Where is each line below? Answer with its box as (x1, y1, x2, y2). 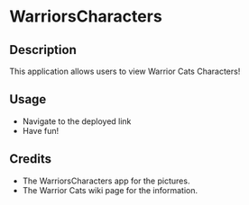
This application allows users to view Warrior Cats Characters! (9, 66, 241, 76)
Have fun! (22, 125, 60, 136)
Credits (9, 151, 52, 167)
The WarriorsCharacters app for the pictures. (22, 175, 190, 186)
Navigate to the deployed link (22, 115, 132, 127)
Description (9, 42, 77, 58)
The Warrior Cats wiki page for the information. (22, 184, 198, 195)
